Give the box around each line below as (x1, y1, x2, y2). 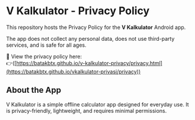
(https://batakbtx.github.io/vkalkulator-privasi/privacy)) (6, 68, 141, 75)
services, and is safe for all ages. (6, 41, 87, 48)
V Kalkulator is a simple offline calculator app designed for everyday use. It (6, 100, 189, 108)
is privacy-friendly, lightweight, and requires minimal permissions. (6, 107, 167, 114)
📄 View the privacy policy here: (6, 53, 82, 60)
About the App (6, 85, 61, 95)
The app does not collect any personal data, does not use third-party (6, 35, 175, 42)
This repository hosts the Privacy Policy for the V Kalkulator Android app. (6, 24, 186, 31)
